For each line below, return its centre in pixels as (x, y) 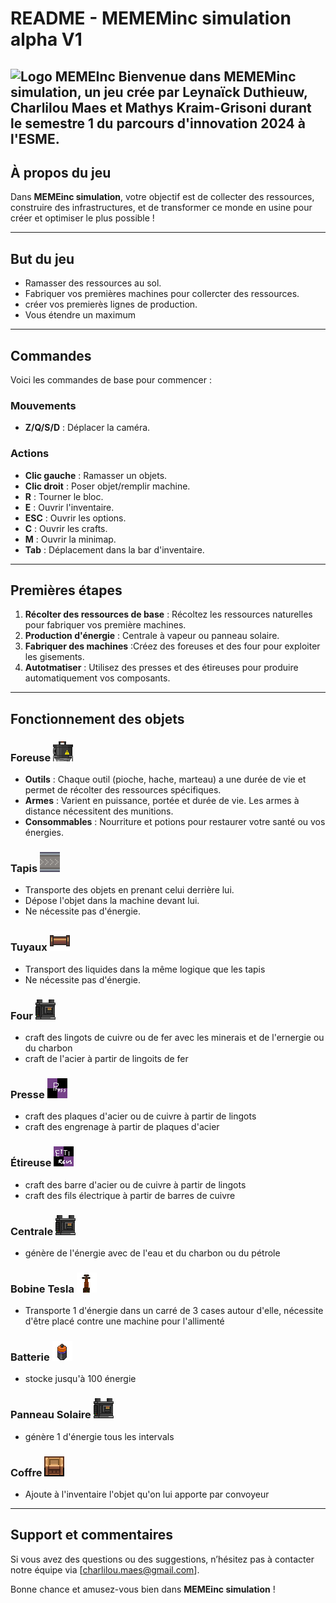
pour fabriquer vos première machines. (105, 625)
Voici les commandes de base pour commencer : (111, 380)
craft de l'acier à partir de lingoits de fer (106, 1058)
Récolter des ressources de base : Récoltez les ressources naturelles (168, 614)
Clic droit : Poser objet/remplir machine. (107, 486)
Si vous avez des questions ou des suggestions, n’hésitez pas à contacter (162, 1559)
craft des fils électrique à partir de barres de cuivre (130, 1195)
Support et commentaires (92, 1535)
